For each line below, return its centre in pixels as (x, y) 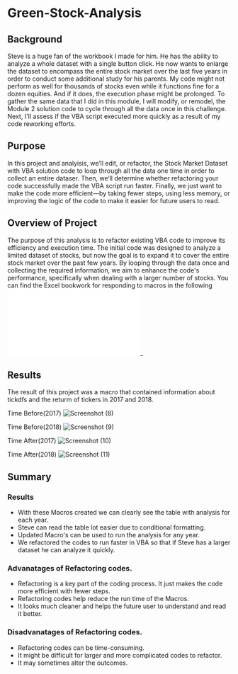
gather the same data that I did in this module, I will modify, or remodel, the (117, 101)
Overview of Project (52, 223)
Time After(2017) (32, 441)
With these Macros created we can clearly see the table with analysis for (124, 513)
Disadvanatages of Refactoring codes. (75, 632)
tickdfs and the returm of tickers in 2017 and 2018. (80, 400)
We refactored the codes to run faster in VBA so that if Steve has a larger (124, 542)
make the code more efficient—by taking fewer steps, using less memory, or (119, 193)
